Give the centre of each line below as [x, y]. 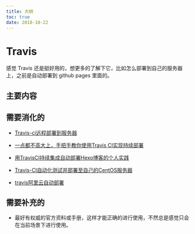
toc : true [18, 17]
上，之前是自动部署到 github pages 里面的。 [59, 75]
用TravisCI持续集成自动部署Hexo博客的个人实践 [72, 157]
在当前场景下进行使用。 [43, 225]
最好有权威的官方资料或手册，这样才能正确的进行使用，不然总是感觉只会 [102, 218]
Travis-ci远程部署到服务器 [46, 133]
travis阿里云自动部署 [39, 183]
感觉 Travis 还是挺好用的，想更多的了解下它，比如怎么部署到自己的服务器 [94, 68]
